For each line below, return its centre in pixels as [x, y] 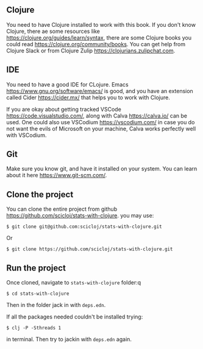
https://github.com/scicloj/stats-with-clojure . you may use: [80, 216]
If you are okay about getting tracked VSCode [64, 109]
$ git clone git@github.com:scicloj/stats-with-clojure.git [84, 227]
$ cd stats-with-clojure [38, 294]
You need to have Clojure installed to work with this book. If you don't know [101, 24]
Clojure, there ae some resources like [53, 31]
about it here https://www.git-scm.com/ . [57, 175]
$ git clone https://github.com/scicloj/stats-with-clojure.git [90, 249]
